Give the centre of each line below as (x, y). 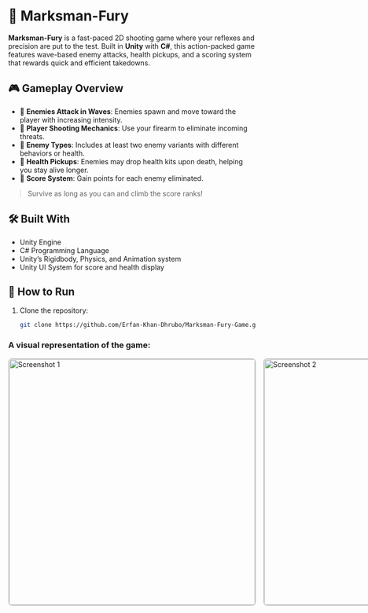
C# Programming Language (64, 250)
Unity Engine (40, 242)
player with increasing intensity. (71, 119)
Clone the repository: (54, 310)
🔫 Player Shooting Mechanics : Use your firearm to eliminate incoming (133, 128)
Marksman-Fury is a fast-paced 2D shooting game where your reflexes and (131, 38)
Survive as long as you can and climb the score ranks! (115, 193)
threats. (32, 136)
